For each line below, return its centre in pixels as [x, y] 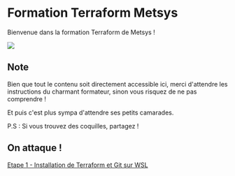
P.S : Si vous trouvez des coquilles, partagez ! [73, 126]
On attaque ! [35, 148]
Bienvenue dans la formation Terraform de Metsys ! [81, 32]
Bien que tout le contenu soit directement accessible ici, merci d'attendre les [117, 84]
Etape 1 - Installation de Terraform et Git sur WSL [78, 165]
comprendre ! [27, 98]
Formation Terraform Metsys [93, 13]
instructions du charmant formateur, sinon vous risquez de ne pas [102, 91]
